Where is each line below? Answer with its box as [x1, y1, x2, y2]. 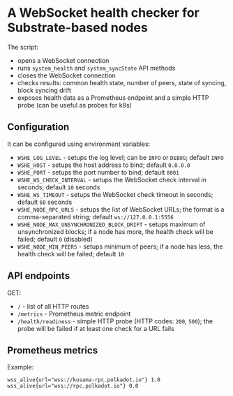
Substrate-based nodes [7, 20, 148, 36]
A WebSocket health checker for [7, 5, 200, 21]
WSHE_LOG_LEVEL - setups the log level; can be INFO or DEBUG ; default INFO [17, 153, 225, 161]
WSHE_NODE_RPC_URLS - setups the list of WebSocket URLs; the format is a [17, 205, 225, 214]
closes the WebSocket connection [17, 71, 116, 80]
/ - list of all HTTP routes [17, 302, 89, 310]
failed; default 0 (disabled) [17, 235, 93, 243]
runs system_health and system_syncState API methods [17, 64, 176, 72]
